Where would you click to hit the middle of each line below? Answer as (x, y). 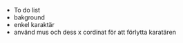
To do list (27, 10)
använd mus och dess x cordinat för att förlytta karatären (95, 32)
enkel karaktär (34, 25)
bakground (29, 17)
